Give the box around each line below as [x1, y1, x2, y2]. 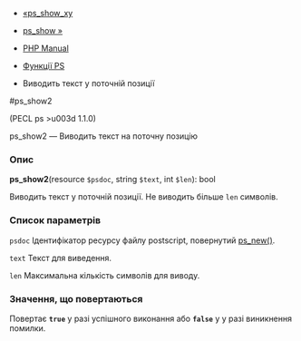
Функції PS [22, 61, 65, 71]
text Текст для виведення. [9, 252, 112, 263]
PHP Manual [22, 43, 70, 54]
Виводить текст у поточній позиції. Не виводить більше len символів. [9, 191, 278, 202]
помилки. [9, 322, 46, 334]
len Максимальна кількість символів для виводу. [9, 269, 200, 280]
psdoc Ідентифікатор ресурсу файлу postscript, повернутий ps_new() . [9, 235, 276, 246]
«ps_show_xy [22, 8, 73, 18]
